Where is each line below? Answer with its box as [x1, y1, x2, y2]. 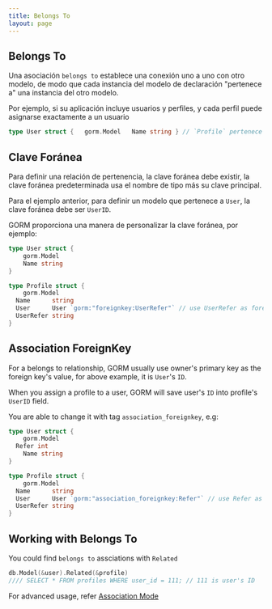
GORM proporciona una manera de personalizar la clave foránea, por [8, 220, 239, 230]
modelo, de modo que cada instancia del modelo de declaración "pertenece [8, 79, 262, 89]
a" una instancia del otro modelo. [8, 88, 119, 98]
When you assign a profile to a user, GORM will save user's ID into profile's [8, 387, 258, 397]
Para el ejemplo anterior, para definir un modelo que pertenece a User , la [8, 196, 251, 205]
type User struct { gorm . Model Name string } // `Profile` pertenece [8, 128, 263, 136]
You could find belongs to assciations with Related [8, 553, 178, 563]
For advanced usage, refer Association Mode [8, 591, 159, 601]
